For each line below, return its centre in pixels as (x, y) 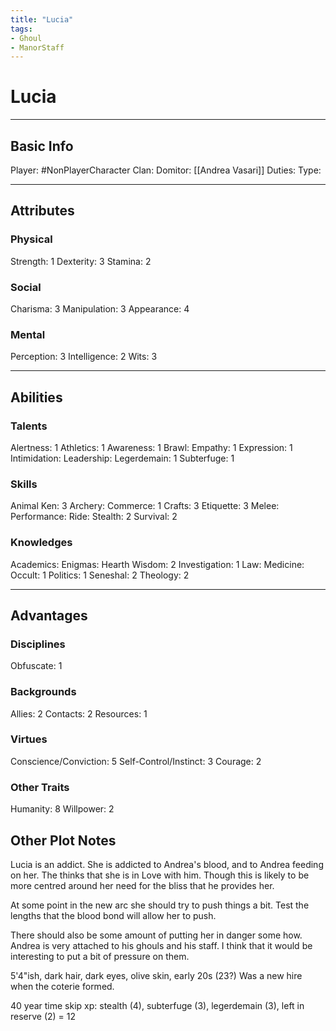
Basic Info (42, 146)
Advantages (49, 615)
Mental (28, 334)
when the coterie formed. (62, 986)
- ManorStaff (37, 47)
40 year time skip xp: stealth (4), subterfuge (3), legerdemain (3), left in (157, 1005)
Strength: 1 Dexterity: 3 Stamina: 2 (81, 261)
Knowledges (41, 543)
